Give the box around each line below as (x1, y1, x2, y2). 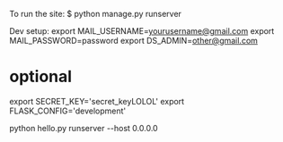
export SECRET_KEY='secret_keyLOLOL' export (9, 96, 185, 106)
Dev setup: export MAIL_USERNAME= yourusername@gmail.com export (9, 26, 275, 36)
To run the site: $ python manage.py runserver (9, 9, 182, 19)
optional (9, 67, 73, 87)
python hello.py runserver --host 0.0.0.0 (9, 122, 159, 133)
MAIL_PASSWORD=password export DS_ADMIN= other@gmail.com (9, 36, 259, 46)
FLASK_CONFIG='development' (9, 105, 127, 116)
